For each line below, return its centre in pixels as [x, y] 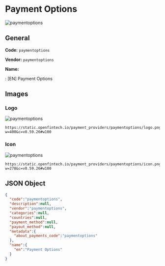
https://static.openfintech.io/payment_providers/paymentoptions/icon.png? [84, 164]
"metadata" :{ [23, 231]
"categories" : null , [29, 213]
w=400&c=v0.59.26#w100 [28, 132]
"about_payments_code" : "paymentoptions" [56, 236]
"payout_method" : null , [33, 227]
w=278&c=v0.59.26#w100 [28, 168]
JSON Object [25, 184]
